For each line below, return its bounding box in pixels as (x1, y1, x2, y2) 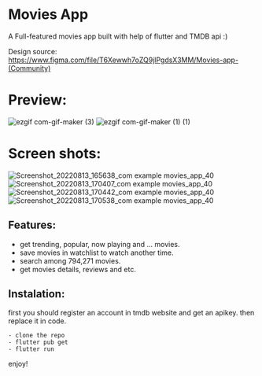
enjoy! (8, 359, 28, 369)
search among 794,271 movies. (19, 256, 121, 265)
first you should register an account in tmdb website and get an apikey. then (8, 308, 255, 318)
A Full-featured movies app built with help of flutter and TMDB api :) (8, 31, 228, 41)
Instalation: (8, 287, 65, 300)
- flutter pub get (8, 338, 68, 347)
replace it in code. (8, 316, 67, 326)
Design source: (8, 46, 57, 56)
